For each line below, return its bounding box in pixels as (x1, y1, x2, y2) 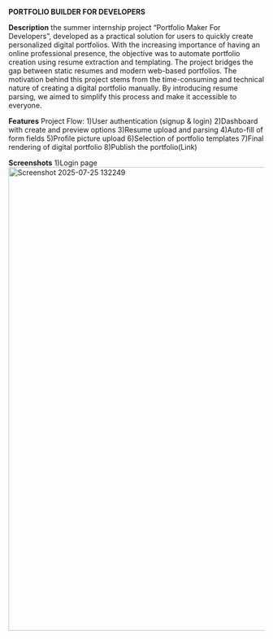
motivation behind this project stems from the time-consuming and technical (8, 75, 265, 84)
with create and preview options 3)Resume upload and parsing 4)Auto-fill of (8, 125, 264, 134)
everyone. (8, 101, 42, 110)
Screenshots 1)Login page (8, 158, 97, 168)
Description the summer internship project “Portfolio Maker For (8, 23, 221, 32)
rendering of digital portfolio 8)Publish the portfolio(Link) (8, 142, 197, 151)
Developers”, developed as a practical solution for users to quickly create (8, 32, 253, 41)
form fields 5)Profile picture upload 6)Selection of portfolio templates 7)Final (8, 133, 264, 143)
